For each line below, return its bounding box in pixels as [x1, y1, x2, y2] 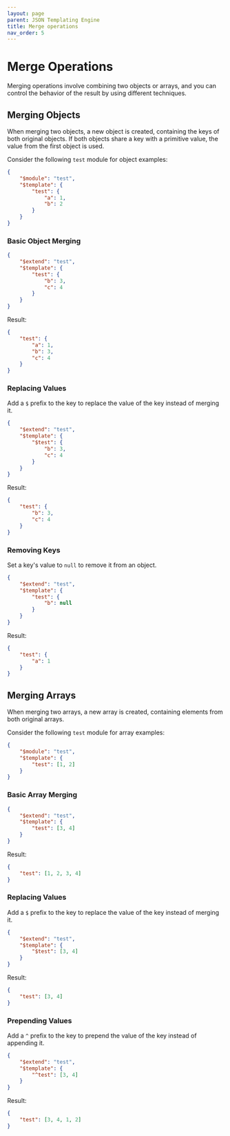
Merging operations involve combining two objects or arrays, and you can [7, 82, 217, 90]
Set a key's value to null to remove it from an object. [7, 561, 157, 569]
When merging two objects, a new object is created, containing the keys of [7, 127, 220, 135]
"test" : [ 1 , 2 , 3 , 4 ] [19, 869, 81, 877]
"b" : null [43, 600, 72, 607]
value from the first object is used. [7, 142, 105, 150]
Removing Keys [7, 545, 61, 555]
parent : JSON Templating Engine [7, 17, 100, 23]
